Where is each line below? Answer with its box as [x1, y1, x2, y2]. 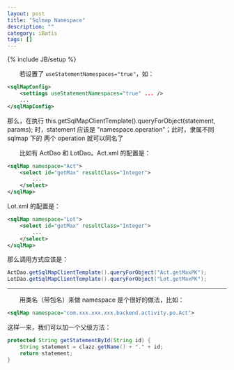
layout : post [7, 10, 45, 17]
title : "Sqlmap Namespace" [7, 17, 86, 24]
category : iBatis [7, 29, 58, 37]
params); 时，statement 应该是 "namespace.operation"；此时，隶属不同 [7, 125, 214, 133]
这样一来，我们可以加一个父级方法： [7, 323, 111, 331]
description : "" [7, 23, 54, 30]
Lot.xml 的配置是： [7, 202, 61, 210]
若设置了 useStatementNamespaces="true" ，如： [19, 70, 155, 78]
